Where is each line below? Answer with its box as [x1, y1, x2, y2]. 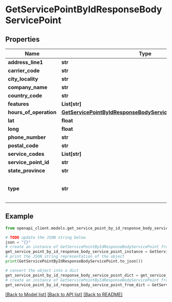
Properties [5, 35, 40, 44]
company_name [8, 84, 48, 91]
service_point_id [8, 159, 50, 166]
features [8, 100, 29, 107]
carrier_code [8, 67, 40, 74]
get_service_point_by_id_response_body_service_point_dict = [5, 273, 139, 278]
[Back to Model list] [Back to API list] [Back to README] [5, 291, 123, 298]
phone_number [8, 134, 46, 140]
